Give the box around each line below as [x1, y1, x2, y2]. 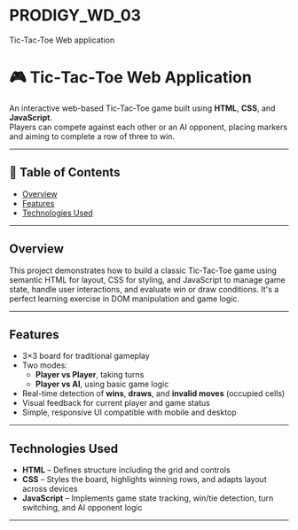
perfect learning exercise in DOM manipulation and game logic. [9, 293, 240, 304]
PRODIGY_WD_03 [9, 5, 142, 26]
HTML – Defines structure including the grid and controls [21, 464, 231, 475]
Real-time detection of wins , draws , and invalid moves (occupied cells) [21, 388, 286, 399]
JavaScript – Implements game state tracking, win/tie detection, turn [21, 493, 274, 503]
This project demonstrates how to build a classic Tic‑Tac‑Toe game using [9, 265, 278, 276]
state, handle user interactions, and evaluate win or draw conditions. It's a [9, 284, 279, 294]
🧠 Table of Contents [9, 165, 121, 180]
